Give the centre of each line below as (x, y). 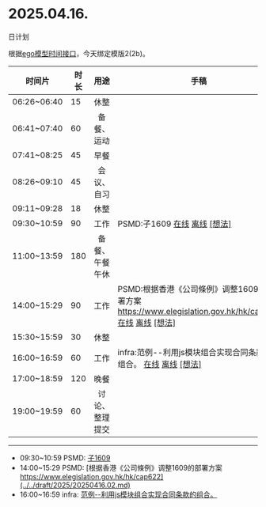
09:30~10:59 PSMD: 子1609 (65, 458)
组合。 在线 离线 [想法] (160, 364)
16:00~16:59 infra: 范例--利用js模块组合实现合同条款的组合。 (118, 494)
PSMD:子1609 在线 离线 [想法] (175, 224)
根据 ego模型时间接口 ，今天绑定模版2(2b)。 (79, 53)
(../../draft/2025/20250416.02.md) (75, 485)
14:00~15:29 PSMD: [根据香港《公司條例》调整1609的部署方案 (121, 467)
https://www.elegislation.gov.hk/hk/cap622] (91, 476)
